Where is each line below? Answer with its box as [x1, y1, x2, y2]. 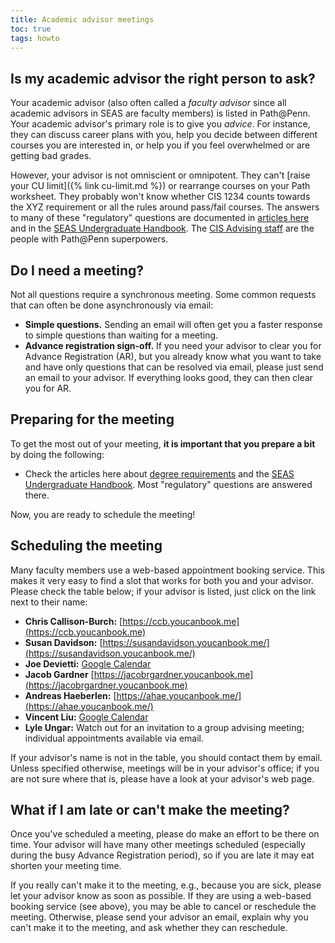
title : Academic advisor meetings [10, 14, 155, 25]
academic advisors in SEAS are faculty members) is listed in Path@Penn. [10, 107, 311, 120]
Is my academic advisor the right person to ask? [10, 70, 316, 87]
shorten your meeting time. [10, 860, 122, 872]
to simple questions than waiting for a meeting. [24, 329, 219, 341]
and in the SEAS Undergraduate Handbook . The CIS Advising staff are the [10, 222, 315, 235]
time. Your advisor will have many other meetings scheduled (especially [10, 839, 306, 851]
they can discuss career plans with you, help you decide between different [10, 129, 318, 141]
